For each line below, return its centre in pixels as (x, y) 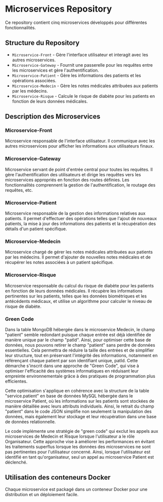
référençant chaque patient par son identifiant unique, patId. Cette (72, 360)
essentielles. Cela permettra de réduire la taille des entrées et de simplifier (80, 350)
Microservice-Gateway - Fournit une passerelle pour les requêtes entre (82, 65)
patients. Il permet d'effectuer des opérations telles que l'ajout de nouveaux (81, 219)
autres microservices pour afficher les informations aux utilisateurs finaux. (80, 146)
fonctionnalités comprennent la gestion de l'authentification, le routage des (80, 185)
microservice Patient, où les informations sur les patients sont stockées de (80, 401)
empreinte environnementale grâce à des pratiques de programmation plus (80, 376)
